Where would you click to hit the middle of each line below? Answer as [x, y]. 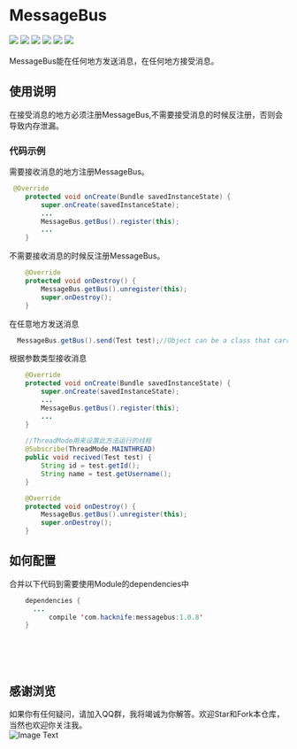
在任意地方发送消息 [44, 323]
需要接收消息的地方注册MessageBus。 [80, 172]
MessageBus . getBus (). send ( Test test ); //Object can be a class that [144, 340]
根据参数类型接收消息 [48, 359]
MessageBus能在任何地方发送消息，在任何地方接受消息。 [114, 61]
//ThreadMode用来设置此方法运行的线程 [88, 441]
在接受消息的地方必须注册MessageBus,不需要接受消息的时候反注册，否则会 [146, 114]
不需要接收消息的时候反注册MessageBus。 [87, 256]
